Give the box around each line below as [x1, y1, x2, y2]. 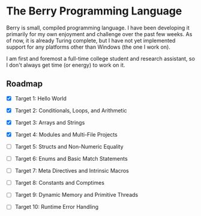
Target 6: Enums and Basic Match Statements [14, 155, 128, 162]
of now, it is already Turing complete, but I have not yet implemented [6, 37, 176, 44]
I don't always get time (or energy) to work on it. [6, 61, 125, 69]
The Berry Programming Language [6, 4, 182, 18]
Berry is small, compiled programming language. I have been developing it [6, 24, 190, 31]
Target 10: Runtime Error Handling [14, 203, 99, 211]
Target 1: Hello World [14, 94, 67, 102]
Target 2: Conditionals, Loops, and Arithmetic [14, 106, 127, 114]
